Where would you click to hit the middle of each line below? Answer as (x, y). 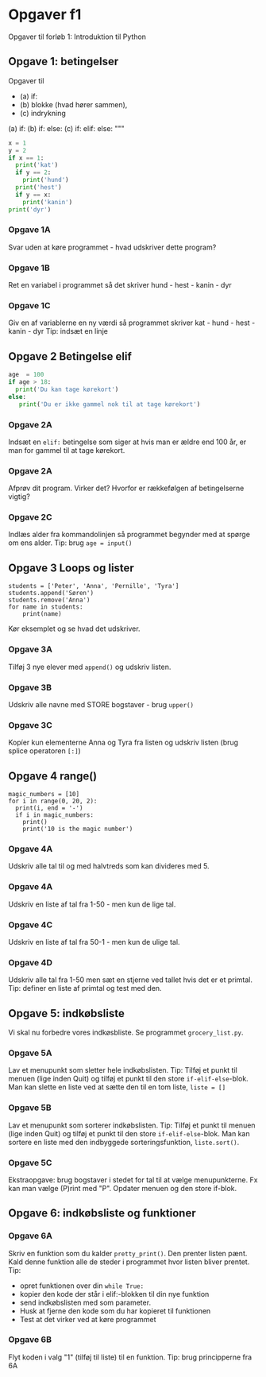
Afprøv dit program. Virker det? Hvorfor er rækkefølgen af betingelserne (126, 488)
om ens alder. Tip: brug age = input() (70, 543)
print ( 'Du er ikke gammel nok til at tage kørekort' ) (110, 404)
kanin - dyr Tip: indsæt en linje (58, 331)
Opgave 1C (29, 306)
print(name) (42, 614)
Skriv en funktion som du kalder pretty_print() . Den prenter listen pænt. (128, 1253)
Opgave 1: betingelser (64, 62)
